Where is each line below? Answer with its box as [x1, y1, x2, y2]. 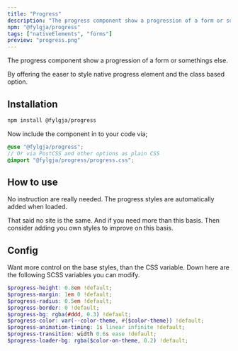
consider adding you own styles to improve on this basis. [7, 224, 174, 233]
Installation [7, 98, 58, 110]
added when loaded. [7, 203, 67, 211]
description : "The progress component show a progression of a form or [7, 17, 223, 24]
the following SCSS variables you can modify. [7, 271, 140, 279]
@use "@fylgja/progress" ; [7, 143, 84, 150]
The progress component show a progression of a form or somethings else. [7, 56, 228, 65]
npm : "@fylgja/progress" [7, 23, 81, 30]
